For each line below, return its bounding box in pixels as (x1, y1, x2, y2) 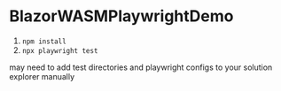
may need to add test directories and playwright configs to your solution (9, 62, 273, 72)
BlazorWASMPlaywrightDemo (9, 6, 234, 27)
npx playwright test (21, 46, 98, 55)
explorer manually (9, 71, 75, 81)
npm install (21, 37, 66, 46)
